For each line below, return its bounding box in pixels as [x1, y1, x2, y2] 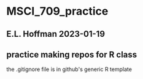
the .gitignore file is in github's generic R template [6, 66, 132, 73]
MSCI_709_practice [6, 4, 109, 18]
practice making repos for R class [6, 49, 137, 59]
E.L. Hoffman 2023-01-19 [6, 29, 106, 39]
